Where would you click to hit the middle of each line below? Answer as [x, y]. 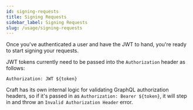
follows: [16, 68]
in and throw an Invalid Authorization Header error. [70, 102]
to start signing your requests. [43, 51]
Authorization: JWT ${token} [42, 79]
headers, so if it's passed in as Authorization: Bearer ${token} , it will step [97, 96]
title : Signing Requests [36, 17]
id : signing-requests [33, 11]
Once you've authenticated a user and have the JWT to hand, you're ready [96, 44]
